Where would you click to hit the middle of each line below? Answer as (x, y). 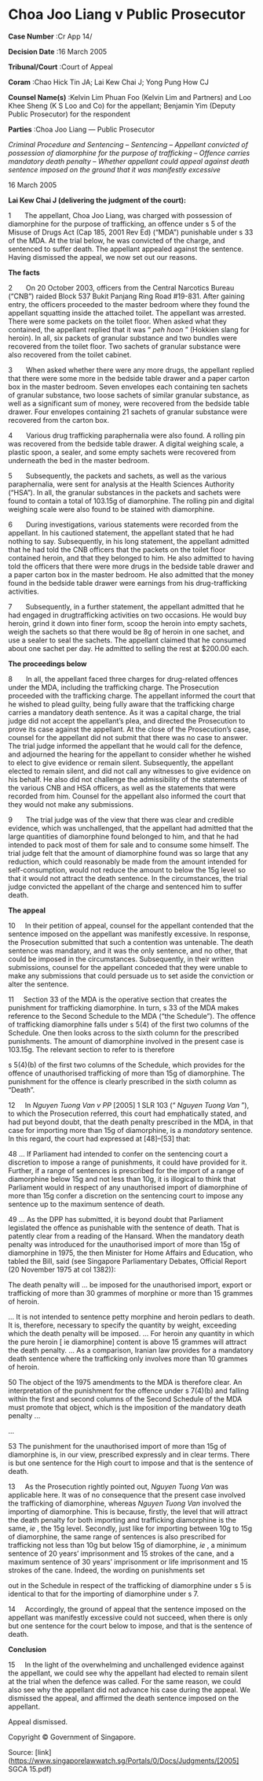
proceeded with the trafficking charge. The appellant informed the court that (132, 695)
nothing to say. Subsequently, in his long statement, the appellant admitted (129, 541)
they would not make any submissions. (71, 804)
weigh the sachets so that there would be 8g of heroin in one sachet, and (126, 631)
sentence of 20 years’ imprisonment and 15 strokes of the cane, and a (121, 1553)
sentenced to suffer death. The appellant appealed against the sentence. (126, 249)
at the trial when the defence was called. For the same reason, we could (125, 1681)
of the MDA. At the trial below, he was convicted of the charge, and (117, 240)
